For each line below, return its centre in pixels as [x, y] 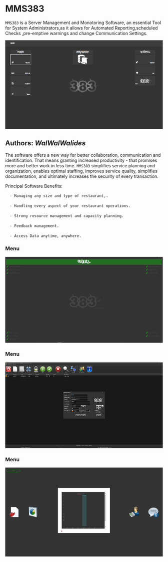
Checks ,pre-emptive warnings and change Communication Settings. [76, 33]
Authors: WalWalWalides [45, 143]
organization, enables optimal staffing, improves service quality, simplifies [81, 171]
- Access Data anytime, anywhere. [45, 236]
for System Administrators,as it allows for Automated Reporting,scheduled [81, 28]
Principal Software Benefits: [34, 186]
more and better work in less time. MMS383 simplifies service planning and [80, 166]
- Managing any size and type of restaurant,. [59, 196]
